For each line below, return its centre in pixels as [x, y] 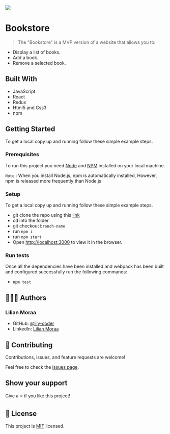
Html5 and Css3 [30, 108]
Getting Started [30, 129]
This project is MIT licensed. [35, 426]
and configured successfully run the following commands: [66, 272]
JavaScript [24, 91]
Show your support [36, 383]
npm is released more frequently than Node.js [53, 181]
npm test [22, 282]
